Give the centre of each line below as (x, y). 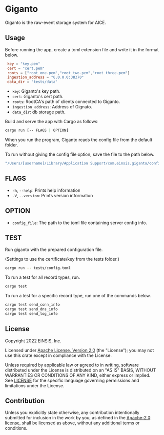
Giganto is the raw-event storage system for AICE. (56, 22)
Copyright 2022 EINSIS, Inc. (33, 341)
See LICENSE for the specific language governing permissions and (72, 380)
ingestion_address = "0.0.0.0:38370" (45, 77)
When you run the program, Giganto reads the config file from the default (79, 140)
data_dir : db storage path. (39, 112)
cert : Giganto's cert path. (38, 97)
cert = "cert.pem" (26, 68)
